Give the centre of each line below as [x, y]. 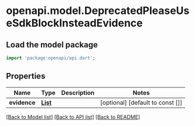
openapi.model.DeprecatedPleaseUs [98, 11]
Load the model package [52, 45]
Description [78, 93]
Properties [26, 76]
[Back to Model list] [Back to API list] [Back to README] [73, 117]
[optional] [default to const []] [141, 102]
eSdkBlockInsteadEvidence [75, 23]
